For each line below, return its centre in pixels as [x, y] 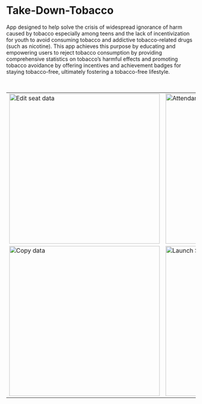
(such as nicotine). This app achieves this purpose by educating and [91, 46]
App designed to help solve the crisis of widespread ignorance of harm [94, 27]
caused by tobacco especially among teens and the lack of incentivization [98, 33]
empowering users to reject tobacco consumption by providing [84, 52]
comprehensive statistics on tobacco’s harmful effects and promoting [92, 59]
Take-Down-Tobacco [60, 11]
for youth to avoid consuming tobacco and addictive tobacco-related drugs [99, 40]
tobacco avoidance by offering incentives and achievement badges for [94, 65]
